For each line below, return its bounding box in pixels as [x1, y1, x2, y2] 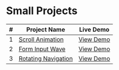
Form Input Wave [18, 45, 66, 53]
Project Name [26, 25, 66, 34]
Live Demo [79, 25, 110, 34]
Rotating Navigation [18, 54, 73, 62]
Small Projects [6, 4, 78, 18]
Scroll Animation [18, 35, 64, 44]
